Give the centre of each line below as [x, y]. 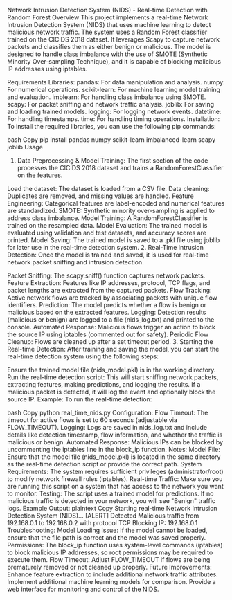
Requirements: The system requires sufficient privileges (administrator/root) [115, 471]
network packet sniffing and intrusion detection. [75, 262]
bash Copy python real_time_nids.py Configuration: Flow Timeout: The [108, 412]
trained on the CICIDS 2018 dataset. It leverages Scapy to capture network [114, 39]
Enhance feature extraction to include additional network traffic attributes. [113, 574]
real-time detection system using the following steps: [83, 356]
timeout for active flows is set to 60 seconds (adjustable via [92, 420]
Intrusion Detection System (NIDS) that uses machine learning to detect [109, 25]
